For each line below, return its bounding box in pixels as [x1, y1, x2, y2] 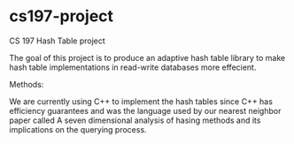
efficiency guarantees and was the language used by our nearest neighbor [9, 105, 282, 116]
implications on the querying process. [9, 124, 148, 134]
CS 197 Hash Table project [9, 35, 106, 46]
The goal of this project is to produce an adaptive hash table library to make [9, 52, 286, 63]
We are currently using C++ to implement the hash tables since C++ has [9, 95, 273, 107]
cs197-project [9, 6, 113, 27]
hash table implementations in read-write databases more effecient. [9, 62, 257, 72]
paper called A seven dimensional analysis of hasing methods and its [9, 115, 261, 125]
